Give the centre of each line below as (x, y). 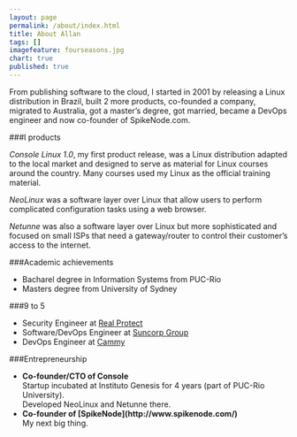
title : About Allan (45, 34)
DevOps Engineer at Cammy (73, 341)
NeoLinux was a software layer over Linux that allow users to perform (136, 199)
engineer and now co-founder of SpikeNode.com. (100, 119)
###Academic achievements (61, 262)
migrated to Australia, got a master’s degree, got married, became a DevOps (148, 111)
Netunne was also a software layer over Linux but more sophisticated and (143, 226)
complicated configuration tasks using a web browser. (108, 209)
